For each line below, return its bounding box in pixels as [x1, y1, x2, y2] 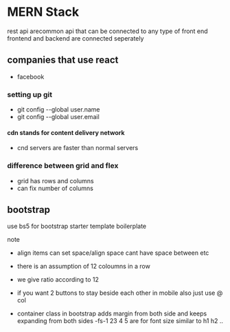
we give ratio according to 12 [16, 276, 100, 284]
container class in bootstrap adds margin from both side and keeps [16, 309, 207, 318]
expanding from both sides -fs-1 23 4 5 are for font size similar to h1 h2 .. [16, 317, 224, 325]
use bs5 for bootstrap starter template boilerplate [7, 222, 147, 231]
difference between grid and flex [7, 161, 119, 171]
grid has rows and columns [16, 176, 94, 185]
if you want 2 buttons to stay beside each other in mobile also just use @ [16, 289, 223, 297]
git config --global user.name [16, 105, 101, 114]
